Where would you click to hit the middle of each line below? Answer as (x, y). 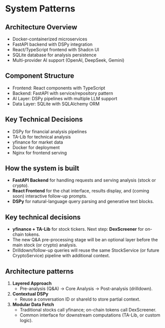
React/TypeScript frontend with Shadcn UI (56, 50)
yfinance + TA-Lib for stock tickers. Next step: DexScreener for (78, 229)
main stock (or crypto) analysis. (45, 245)
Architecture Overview (41, 27)
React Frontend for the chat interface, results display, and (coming (81, 191)
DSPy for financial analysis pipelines (49, 131)
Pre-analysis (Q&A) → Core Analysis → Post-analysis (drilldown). (86, 289)
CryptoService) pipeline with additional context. (61, 256)
